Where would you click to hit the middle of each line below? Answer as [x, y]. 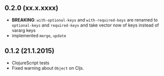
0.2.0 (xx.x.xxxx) [31, 8]
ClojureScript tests [30, 63]
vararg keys [24, 30]
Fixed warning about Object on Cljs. [48, 68]
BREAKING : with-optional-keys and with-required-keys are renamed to [85, 20]
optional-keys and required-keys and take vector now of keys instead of [85, 25]
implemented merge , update [39, 35]
